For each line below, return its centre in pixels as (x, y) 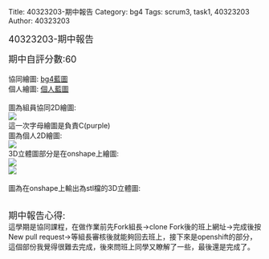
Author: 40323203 (39, 21)
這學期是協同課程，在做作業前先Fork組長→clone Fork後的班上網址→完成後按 (135, 227)
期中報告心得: (37, 216)
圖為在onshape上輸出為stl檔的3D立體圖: (75, 188)
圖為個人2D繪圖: (35, 136)
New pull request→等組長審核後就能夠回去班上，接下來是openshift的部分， (132, 237)
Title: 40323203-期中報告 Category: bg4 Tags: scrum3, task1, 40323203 (129, 12)
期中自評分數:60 (43, 59)
